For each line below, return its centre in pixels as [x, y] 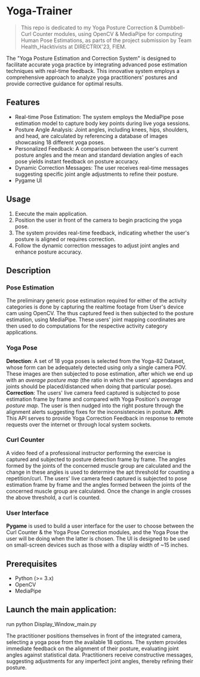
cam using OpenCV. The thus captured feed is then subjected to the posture [100, 313]
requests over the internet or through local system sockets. [79, 424]
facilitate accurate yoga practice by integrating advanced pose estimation [97, 65]
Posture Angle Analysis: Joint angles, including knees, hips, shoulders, [102, 129]
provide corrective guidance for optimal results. [65, 83]
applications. [22, 333]
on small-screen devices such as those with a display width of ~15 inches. [98, 545]
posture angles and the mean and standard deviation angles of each [99, 155]
